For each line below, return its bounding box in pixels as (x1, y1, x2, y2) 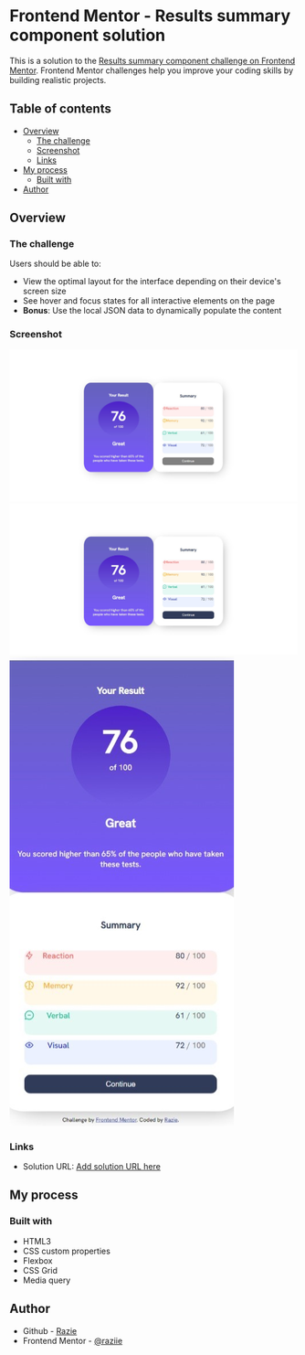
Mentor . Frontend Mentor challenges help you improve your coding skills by (9, 65, 294, 76)
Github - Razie (22, 1325, 78, 1336)
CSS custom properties (22, 1245, 111, 1256)
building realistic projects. (9, 74, 107, 85)
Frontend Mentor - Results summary (9, 5, 291, 27)
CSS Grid (22, 1264, 58, 1275)
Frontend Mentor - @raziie (22, 1335, 123, 1346)
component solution (9, 25, 166, 46)
